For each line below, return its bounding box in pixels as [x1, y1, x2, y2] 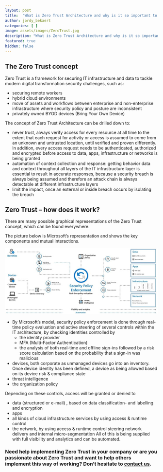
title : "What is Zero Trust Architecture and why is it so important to [5, 13, 158, 18]
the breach [12, 191, 34, 197]
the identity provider [19, 335, 60, 341]
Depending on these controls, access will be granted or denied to [5, 391, 136, 397]
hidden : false [5, 44, 34, 49]
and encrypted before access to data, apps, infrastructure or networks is [12, 150, 158, 156]
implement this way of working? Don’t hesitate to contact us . [5, 460, 152, 467]
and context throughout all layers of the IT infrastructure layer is [12, 165, 140, 171]
